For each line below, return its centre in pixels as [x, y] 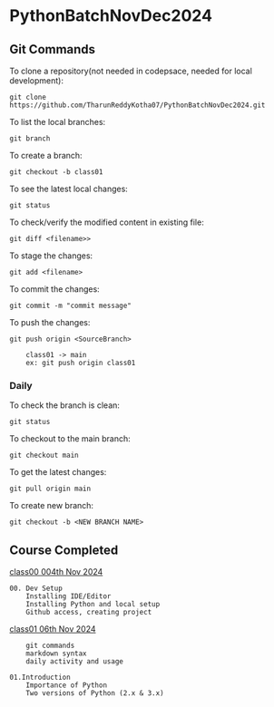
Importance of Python [66, 685]
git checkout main [44, 455]
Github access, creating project [89, 613]
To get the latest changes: [58, 472]
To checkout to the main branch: [70, 439]
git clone [28, 97]
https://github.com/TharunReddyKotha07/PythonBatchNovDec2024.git [137, 105]
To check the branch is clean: [65, 405]
